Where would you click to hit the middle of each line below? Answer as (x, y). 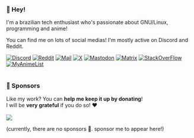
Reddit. (15, 46)
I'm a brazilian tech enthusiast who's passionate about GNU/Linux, (87, 23)
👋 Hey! (16, 9)
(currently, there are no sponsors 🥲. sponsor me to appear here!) (85, 129)
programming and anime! (37, 28)
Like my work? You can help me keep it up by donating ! (74, 99)
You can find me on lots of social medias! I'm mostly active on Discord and (97, 40)
